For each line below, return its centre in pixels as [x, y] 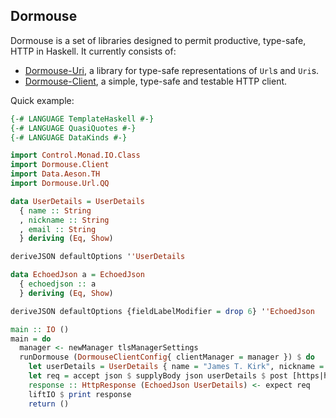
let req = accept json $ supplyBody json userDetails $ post [158, 376]
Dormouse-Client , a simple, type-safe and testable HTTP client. [156, 81]
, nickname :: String [64, 220]
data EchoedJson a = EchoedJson [77, 275]
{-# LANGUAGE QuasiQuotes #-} [73, 128]
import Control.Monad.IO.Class [75, 155]
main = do [31, 339]
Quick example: [42, 100]
